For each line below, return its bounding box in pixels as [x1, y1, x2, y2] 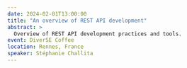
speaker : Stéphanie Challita [7, 50, 93, 57]
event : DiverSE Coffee [7, 37, 74, 44]
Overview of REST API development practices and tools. [13, 30, 182, 38]
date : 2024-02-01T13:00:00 [7, 10, 87, 18]
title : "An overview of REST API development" [7, 17, 147, 24]
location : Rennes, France [7, 43, 84, 50]
